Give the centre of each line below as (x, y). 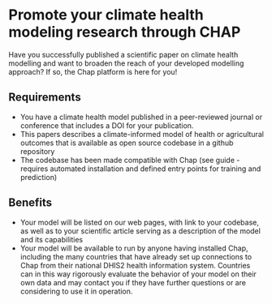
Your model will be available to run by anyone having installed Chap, (134, 248)
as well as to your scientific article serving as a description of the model (140, 231)
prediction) (39, 177)
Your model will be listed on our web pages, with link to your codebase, (140, 222)
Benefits (30, 203)
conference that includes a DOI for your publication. (107, 125)
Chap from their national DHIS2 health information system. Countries (135, 265)
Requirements (45, 98)
